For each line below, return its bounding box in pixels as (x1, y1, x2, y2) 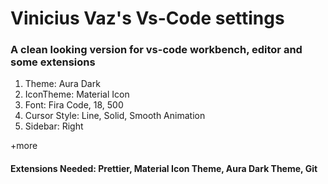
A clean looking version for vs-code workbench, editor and (10, 43, 303, 57)
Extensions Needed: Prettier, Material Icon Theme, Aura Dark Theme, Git (10, 163, 318, 175)
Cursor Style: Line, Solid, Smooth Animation (24, 110, 206, 122)
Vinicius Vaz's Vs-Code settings (10, 7, 285, 30)
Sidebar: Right (24, 120, 84, 132)
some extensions (10, 55, 96, 69)
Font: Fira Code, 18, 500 (24, 99, 124, 111)
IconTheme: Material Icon (24, 88, 130, 101)
